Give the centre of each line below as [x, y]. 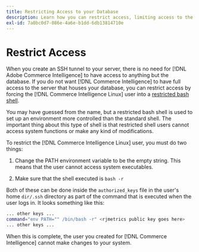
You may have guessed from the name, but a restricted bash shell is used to [99, 112]
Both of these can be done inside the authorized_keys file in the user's [93, 190]
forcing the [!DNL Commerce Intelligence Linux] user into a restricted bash [98, 94]
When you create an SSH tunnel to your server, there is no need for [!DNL [96, 69]
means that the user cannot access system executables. [84, 167]
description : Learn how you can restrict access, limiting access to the [100, 17]
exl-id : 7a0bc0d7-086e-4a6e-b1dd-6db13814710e [65, 23]
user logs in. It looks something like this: [55, 203]
